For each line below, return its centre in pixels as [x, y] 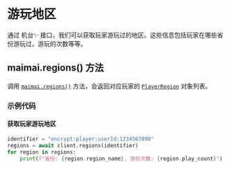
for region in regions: [42, 152]
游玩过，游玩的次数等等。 [50, 43]
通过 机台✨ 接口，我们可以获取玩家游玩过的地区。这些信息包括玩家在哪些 [112, 35]
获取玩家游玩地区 [32, 124]
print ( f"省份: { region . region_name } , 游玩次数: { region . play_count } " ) [121, 159]
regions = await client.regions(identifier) [73, 145]
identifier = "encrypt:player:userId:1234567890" [81, 139]
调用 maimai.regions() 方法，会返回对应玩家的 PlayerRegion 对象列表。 [109, 86]
